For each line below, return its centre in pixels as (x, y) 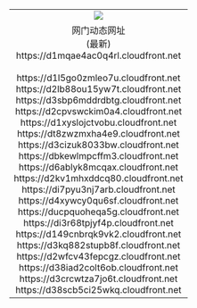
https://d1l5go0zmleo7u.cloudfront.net (98, 78)
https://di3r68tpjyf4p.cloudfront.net (98, 222)
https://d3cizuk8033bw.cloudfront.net (98, 145)
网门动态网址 (98, 30)
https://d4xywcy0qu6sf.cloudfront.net (98, 200)
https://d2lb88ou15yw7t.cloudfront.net (98, 88)
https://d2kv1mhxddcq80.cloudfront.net (98, 178)
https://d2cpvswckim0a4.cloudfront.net (98, 111)
